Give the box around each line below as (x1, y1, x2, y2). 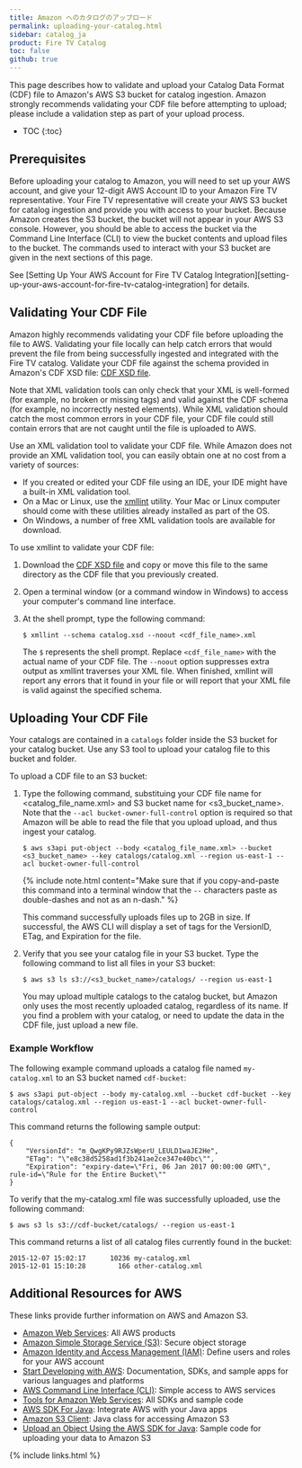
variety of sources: (9, 459, 79, 470)
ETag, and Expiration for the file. (22, 931, 142, 942)
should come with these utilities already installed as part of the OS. (22, 505, 271, 516)
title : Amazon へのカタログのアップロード (9, 13, 153, 22)
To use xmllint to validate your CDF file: (9, 541, 155, 553)
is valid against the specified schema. (22, 684, 163, 695)
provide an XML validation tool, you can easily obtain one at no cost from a (9, 449, 287, 460)
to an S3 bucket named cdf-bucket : (55, 1072, 187, 1083)
